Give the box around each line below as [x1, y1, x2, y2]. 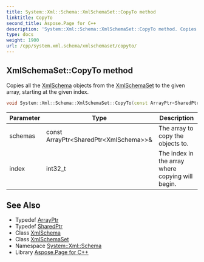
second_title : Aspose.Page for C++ [6, 20, 97, 26]
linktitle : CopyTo [6, 15, 53, 21]
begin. [158, 179, 177, 188]
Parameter [9, 113, 41, 122]
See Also [6, 200, 41, 210]
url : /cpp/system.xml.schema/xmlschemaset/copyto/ [6, 43, 137, 49]
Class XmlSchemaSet [15, 236, 69, 243]
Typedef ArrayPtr [15, 216, 59, 224]
